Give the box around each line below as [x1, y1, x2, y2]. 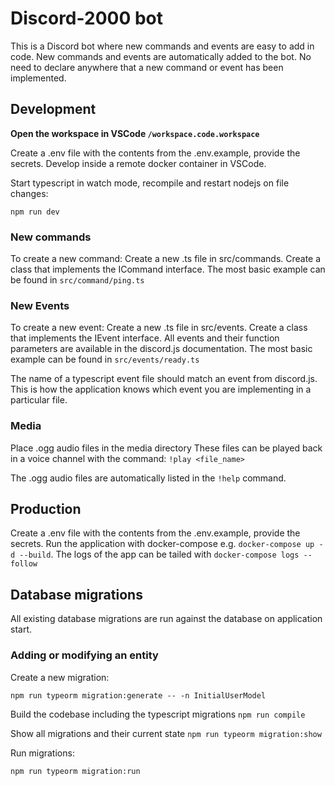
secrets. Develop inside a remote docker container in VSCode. [10, 157, 267, 169]
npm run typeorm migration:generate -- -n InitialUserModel [10, 690, 267, 701]
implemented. [10, 72, 67, 84]
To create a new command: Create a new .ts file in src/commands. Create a [10, 253, 322, 265]
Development [10, 101, 97, 118]
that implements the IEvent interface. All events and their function [10, 332, 280, 344]
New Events [10, 298, 70, 312]
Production [10, 501, 82, 518]
